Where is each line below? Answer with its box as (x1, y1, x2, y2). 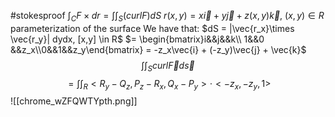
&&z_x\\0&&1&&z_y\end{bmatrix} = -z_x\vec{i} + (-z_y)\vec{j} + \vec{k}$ (10, 43, 307, 55)
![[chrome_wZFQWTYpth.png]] (10, 95, 138, 107)
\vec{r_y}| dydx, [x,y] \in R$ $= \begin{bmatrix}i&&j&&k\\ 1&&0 (10, 33, 265, 45)
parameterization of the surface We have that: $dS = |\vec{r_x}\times (10, 22, 295, 34)
